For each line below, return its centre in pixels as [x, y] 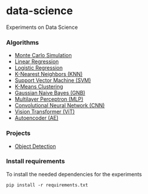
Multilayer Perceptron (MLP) [49, 99]
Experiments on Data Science [42, 27]
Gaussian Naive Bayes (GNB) [50, 93]
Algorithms [23, 42]
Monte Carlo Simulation [43, 55]
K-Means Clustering [39, 87]
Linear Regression [37, 62]
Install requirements [36, 162]
